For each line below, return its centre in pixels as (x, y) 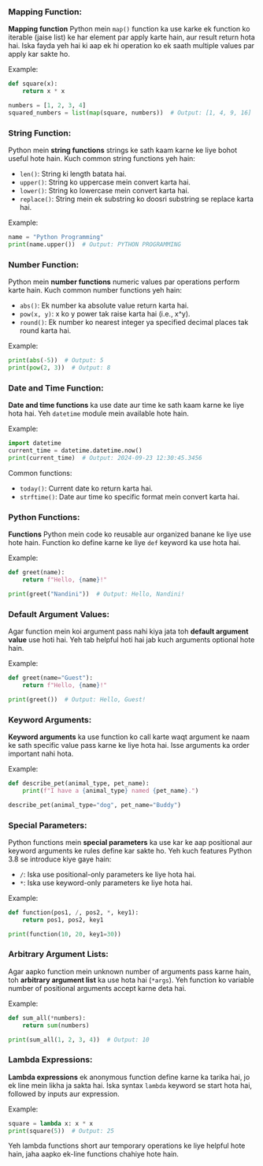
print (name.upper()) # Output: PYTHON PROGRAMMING (94, 244)
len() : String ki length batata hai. (73, 174)
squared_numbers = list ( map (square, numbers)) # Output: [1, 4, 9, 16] (130, 113)
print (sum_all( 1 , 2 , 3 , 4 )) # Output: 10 (79, 1040)
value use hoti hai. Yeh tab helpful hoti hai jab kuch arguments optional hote (131, 640)
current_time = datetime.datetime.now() (76, 451)
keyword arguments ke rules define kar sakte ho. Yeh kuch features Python (130, 850)
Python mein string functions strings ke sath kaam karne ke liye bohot (123, 150)
